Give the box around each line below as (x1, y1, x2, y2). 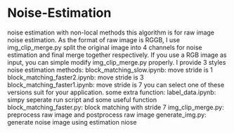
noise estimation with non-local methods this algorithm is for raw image (7, 28, 215, 37)
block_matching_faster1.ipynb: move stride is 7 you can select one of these (7, 80, 225, 89)
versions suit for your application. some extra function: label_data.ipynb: (7, 88, 216, 96)
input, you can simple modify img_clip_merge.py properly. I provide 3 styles (7, 58, 226, 66)
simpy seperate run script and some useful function (7, 95, 157, 103)
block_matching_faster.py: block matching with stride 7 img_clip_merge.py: (7, 103, 224, 111)
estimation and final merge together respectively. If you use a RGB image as (7, 51, 227, 59)
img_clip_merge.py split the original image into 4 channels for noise (7, 43, 202, 51)
